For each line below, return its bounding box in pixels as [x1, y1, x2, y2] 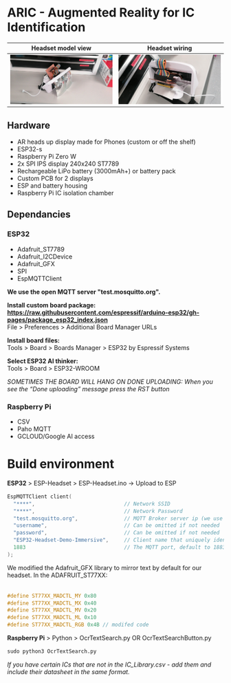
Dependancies [7, 208, 71, 221]
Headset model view [31, 44, 91, 52]
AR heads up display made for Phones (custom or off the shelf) [16, 138, 196, 146]
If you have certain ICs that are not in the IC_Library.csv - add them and [7, 660, 212, 669]
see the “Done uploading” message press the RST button [7, 384, 170, 393]
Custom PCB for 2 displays [16, 174, 94, 183]
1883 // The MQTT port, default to [13, 544, 211, 551]
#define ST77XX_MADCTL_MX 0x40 [7, 600, 97, 607]
